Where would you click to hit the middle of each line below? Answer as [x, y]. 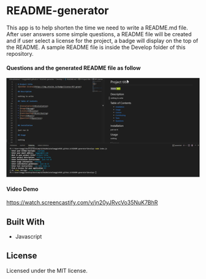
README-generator [58, 11]
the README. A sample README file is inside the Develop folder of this [96, 47]
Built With [25, 222]
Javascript [29, 237]
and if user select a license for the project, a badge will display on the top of [102, 40]
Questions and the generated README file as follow [74, 67]
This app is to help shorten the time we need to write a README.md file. [97, 28]
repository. [20, 53]
